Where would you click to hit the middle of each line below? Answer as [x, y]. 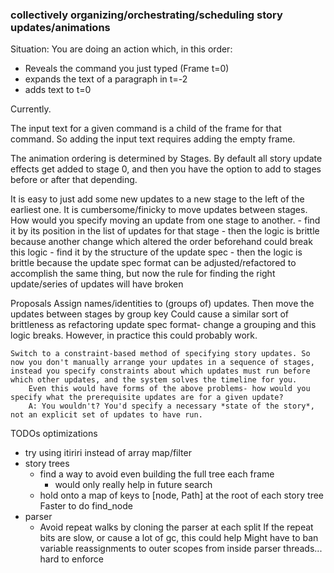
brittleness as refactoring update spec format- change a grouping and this [163, 325]
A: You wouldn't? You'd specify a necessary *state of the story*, [171, 406]
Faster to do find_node [86, 506]
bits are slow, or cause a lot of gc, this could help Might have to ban [179, 538]
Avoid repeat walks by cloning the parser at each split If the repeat [176, 527]
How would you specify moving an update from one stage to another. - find [165, 220]
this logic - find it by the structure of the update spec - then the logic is [156, 252]
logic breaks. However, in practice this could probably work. [134, 335]
